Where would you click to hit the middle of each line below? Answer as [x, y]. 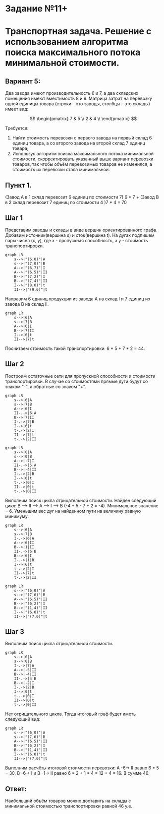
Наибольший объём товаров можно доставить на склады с [68, 801]
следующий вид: [23, 719]
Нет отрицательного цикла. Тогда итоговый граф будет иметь [71, 714]
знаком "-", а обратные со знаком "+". [46, 386]
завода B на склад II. [27, 304]
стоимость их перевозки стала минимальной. [61, 170]
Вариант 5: [23, 81]
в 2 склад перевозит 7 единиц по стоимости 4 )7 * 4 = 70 [66, 202]
